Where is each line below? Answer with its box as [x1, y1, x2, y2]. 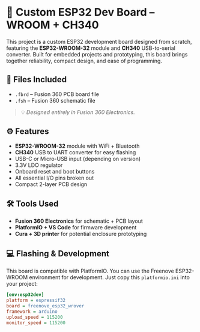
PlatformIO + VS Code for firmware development [14, 224, 137, 231]
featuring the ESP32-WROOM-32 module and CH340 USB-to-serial [6, 44, 176, 52]
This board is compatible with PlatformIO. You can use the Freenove [6, 267, 174, 275]
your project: [6, 280, 38, 288]
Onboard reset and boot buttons [14, 168, 95, 175]
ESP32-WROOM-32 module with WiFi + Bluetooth [14, 142, 140, 149]
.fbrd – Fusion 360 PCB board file [14, 90, 99, 98]
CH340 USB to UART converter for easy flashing [14, 148, 136, 155]
